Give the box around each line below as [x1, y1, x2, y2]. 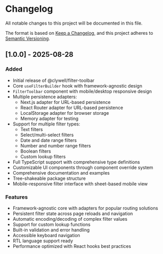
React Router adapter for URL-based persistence [20, 104, 124, 111]
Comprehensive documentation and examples [12, 170, 110, 176]
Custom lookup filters [20, 153, 66, 159]
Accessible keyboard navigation [12, 232, 80, 238]
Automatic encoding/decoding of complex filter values [12, 216, 128, 222]
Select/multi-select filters [20, 132, 74, 138]
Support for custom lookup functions [12, 221, 91, 227]
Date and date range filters [20, 137, 77, 143]
